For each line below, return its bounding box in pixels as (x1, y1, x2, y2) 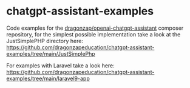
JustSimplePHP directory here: (6, 37, 84, 44)
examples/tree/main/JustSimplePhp (6, 50, 95, 57)
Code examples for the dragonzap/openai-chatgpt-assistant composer (6, 24, 184, 32)
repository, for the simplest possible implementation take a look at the (6, 30, 181, 38)
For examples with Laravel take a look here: (6, 62, 115, 69)
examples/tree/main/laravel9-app (6, 75, 90, 82)
